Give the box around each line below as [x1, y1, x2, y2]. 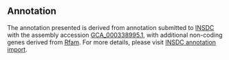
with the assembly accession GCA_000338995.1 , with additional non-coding [7, 31, 223, 39]
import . [7, 45, 28, 53]
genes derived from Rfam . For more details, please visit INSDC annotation [7, 37, 217, 46]
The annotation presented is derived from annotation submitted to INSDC [7, 23, 215, 31]
